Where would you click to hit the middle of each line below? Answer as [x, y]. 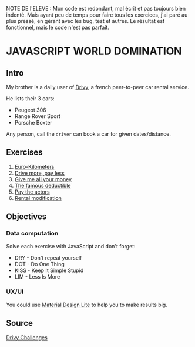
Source [20, 323]
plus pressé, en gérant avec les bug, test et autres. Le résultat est [85, 21]
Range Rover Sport [37, 116]
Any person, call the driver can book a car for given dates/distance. [89, 134]
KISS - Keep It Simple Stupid [49, 270]
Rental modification [38, 198]
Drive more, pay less [39, 173]
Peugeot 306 [30, 110]
